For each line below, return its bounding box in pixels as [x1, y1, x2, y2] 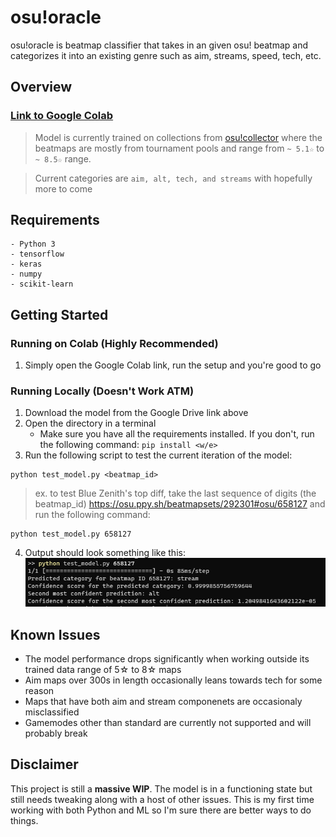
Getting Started [10, 306, 109, 323]
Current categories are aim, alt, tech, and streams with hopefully [34, 172, 313, 184]
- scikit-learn [10, 279, 74, 290]
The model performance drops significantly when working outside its [24, 653, 310, 665]
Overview [10, 79, 73, 96]
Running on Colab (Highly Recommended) [10, 336, 219, 350]
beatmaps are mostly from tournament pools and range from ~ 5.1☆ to [34, 142, 325, 154]
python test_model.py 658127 [10, 529, 132, 540]
